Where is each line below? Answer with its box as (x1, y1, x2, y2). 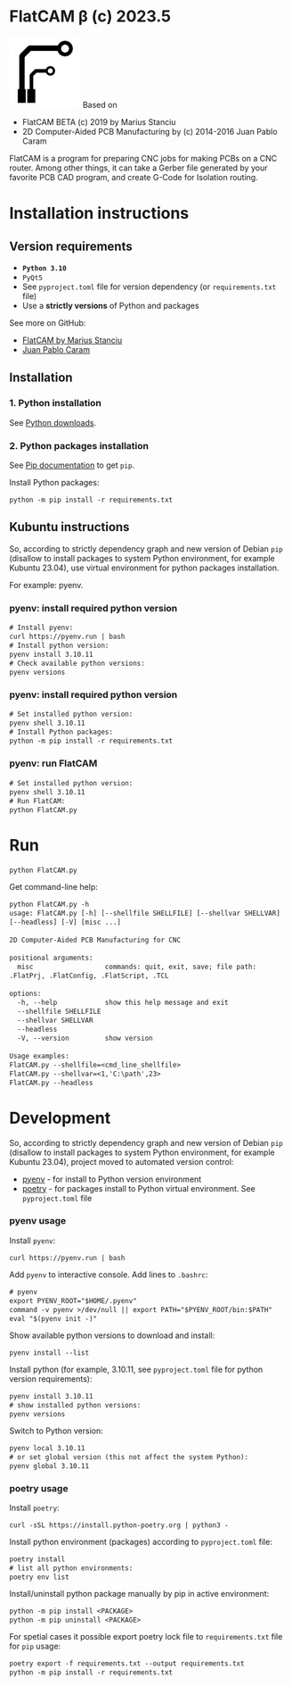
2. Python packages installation (9, 439, 150, 452)
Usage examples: (9, 1051, 69, 1060)
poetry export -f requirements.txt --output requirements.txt (9, 1659, 245, 1668)
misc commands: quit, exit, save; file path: (17, 962, 256, 971)
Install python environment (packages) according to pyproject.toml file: (9, 1537, 273, 1548)
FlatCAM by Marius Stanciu (21, 335, 123, 345)
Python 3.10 (21, 263, 67, 273)
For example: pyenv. (9, 579, 84, 590)
